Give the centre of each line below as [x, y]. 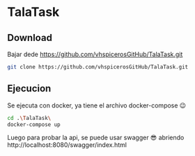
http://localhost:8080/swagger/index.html [67, 145]
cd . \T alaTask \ [29, 118]
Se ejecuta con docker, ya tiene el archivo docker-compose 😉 [97, 105]
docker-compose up [34, 124]
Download [30, 38]
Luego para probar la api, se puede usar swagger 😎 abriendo [96, 138]
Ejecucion [29, 88]
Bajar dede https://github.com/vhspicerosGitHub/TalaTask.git [95, 54]
